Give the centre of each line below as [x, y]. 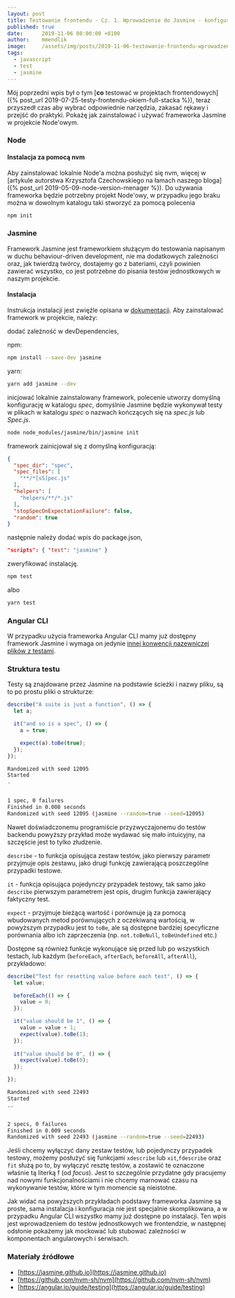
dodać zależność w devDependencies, [63, 331]
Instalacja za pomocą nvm [46, 157]
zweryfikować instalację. [43, 564]
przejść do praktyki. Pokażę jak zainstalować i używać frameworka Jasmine [117, 115]
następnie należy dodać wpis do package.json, [75, 537]
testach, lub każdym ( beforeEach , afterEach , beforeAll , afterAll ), [102, 956]
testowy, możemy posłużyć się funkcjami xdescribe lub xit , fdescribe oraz [114, 1158]
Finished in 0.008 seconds [47, 808]
